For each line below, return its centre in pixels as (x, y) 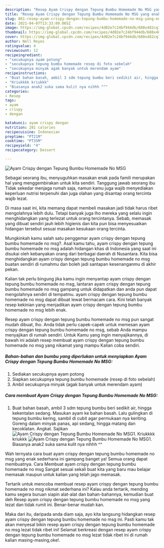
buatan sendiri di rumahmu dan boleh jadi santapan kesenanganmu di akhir (81, 264)
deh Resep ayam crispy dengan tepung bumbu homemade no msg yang (78, 499)
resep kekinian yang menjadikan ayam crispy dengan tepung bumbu (74, 305)
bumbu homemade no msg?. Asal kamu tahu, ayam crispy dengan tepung (79, 243)
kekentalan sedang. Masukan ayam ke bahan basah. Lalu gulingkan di (82, 413)
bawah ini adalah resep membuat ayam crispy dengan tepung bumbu (75, 340)
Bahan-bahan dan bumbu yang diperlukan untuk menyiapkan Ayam (76, 357)
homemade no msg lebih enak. (36, 310)
